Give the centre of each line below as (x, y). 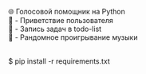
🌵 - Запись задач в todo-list (55, 29)
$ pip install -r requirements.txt (59, 61)
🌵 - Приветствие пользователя (61, 20)
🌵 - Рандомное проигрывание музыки (73, 37)
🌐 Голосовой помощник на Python (67, 12)
